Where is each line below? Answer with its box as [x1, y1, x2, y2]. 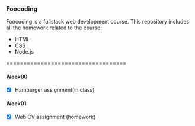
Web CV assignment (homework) [14, 113, 96, 120]
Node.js [14, 48, 34, 55]
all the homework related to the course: [6, 24, 102, 31]
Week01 [6, 100, 27, 107]
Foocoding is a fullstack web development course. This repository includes [6, 18, 190, 25]
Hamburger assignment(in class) [14, 86, 95, 93]
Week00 [6, 73, 28, 80]
